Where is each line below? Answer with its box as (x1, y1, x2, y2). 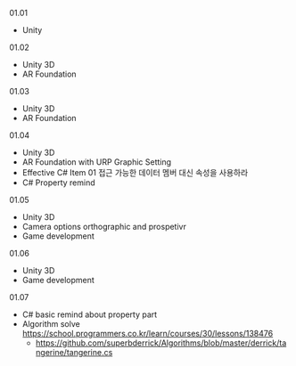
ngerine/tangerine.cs (35, 347, 113, 357)
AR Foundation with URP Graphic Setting (21, 157, 172, 167)
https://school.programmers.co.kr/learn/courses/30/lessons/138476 (21, 329, 274, 338)
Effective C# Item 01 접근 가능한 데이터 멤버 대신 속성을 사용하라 (21, 167, 249, 177)
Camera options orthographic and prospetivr (21, 222, 187, 232)
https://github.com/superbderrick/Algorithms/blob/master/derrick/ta (35, 338, 287, 348)
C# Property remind (21, 177, 95, 188)
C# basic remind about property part (21, 309, 158, 320)
